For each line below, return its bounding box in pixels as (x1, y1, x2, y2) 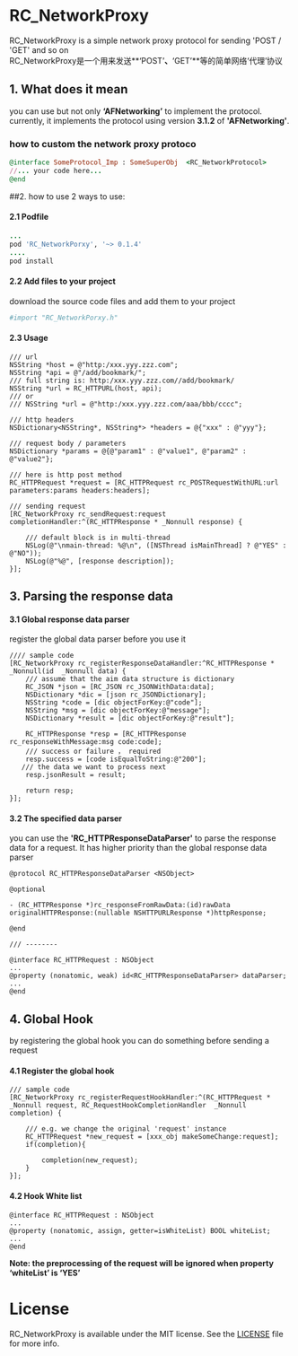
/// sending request (9, 502, 87, 511)
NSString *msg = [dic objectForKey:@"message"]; (25, 706, 211, 715)
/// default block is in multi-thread (25, 533, 171, 542)
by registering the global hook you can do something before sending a (9, 1036, 269, 1046)
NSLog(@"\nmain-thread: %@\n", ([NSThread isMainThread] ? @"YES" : (25, 540, 287, 550)
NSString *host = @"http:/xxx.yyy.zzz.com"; (9, 360, 179, 369)
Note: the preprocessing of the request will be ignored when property (9, 1257, 274, 1268)
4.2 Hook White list (9, 1191, 83, 1202)
